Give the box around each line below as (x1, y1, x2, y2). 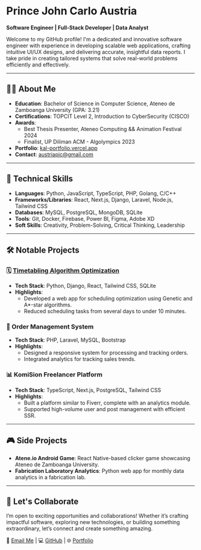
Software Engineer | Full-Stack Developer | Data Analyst (6, 24, 149, 31)
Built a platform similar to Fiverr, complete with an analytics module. (23, 399, 191, 406)
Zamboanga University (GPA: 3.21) (14, 106, 100, 113)
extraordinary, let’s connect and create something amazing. (6, 525, 153, 532)
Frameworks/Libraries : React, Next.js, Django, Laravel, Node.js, (14, 196, 173, 203)
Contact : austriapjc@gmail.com (14, 151, 94, 158)
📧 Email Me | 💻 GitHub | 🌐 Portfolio (6, 537, 94, 544)
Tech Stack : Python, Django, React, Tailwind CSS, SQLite (14, 282, 157, 290)
